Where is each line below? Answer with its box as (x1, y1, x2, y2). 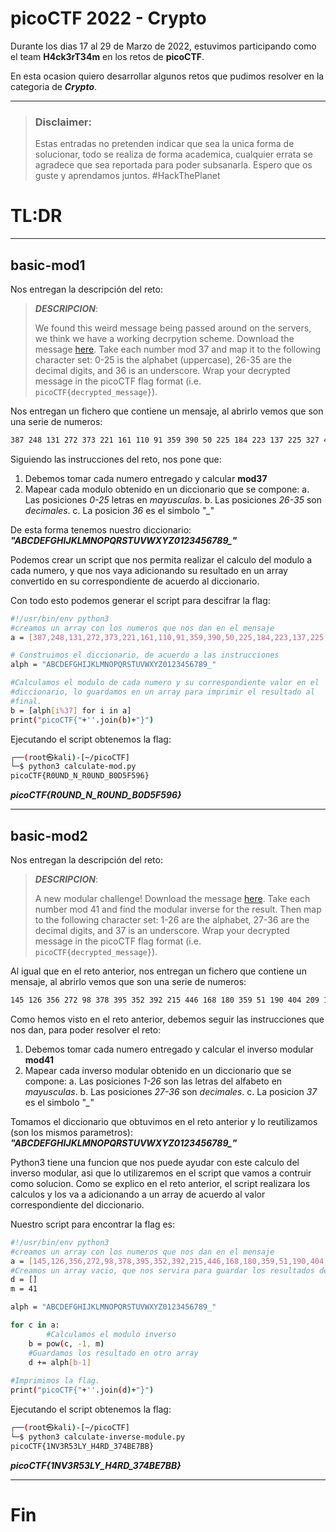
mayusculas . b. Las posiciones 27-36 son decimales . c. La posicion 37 (24, 1085, 318, 1097)
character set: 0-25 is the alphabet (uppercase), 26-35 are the (34, 353, 293, 366)
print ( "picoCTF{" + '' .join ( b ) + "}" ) (10, 715, 155, 725)
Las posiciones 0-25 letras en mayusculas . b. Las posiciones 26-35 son (24, 493, 322, 506)
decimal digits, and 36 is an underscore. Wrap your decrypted (34, 364, 291, 376)
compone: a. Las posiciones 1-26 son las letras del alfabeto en (24, 1075, 283, 1087)
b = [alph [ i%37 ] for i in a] (10, 705, 132, 716)
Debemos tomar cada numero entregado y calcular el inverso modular (24, 1043, 314, 1055)
